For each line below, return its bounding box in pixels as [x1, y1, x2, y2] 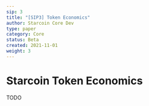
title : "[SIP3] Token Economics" [6, 14, 90, 20]
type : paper [6, 25, 36, 32]
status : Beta [6, 37, 39, 43]
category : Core [6, 31, 45, 37]
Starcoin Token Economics [6, 73, 143, 87]
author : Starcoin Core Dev [6, 20, 74, 26]
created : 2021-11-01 [6, 43, 59, 49]
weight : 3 [6, 48, 31, 54]
